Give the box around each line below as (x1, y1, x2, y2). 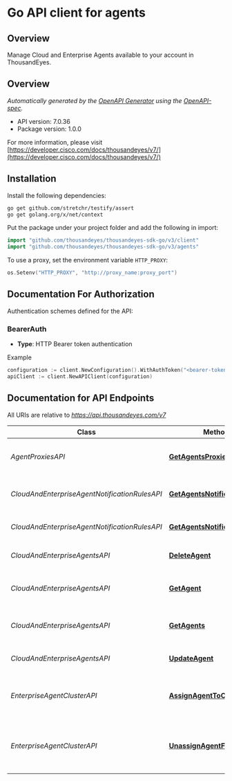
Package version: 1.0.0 (17, 125, 81, 133)
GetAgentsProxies (168, 451, 231, 461)
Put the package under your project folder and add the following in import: (7, 224, 219, 232)
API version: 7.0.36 (17, 117, 70, 125)
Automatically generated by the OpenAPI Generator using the (7, 96, 182, 105)
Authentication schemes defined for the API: (7, 307, 133, 315)
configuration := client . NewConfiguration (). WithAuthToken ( (7, 367, 184, 374)
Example (7, 353, 32, 361)
